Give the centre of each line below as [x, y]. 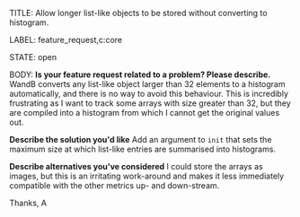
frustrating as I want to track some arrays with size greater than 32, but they [150, 103]
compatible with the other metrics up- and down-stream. [115, 186]
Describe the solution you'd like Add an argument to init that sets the [141, 139]
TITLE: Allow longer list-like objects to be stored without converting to [138, 13]
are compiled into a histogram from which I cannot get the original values [145, 113]
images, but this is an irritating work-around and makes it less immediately [147, 176]
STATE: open [33, 57]
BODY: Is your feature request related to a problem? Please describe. [140, 74]
